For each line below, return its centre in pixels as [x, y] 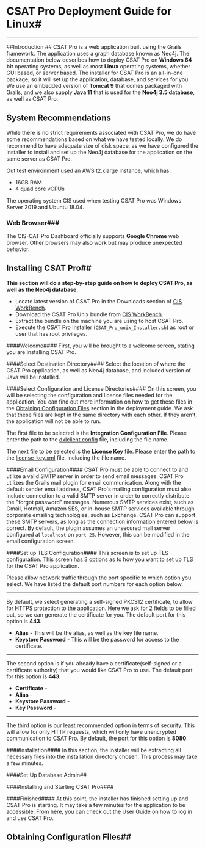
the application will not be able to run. [54, 421]
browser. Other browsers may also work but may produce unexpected [94, 243]
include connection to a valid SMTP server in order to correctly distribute [98, 495]
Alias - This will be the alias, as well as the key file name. [87, 632]
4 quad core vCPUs [40, 189]
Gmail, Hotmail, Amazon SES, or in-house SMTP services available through [100, 509]
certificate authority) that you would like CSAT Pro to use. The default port [100, 670]
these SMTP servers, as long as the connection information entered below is [103, 521]
